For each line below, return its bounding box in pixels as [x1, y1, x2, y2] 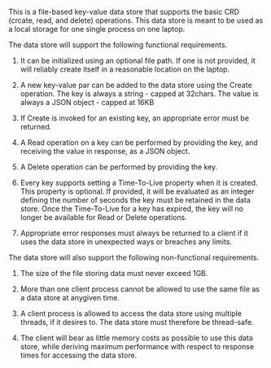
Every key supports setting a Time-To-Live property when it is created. [20, 178, 258, 187]
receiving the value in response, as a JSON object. [20, 147, 190, 156]
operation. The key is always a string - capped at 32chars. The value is [20, 89, 259, 99]
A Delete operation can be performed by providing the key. [20, 162, 218, 172]
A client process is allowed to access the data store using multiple [20, 309, 243, 318]
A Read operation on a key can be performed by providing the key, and [20, 138, 258, 147]
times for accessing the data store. [20, 350, 138, 360]
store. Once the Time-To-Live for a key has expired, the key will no [20, 204, 244, 213]
